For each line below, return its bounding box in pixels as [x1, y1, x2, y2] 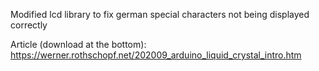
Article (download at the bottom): [10, 39, 147, 50]
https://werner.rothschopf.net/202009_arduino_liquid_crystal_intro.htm [10, 49, 302, 61]
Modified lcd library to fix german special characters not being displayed [10, 9, 310, 20]
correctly [10, 19, 48, 31]
